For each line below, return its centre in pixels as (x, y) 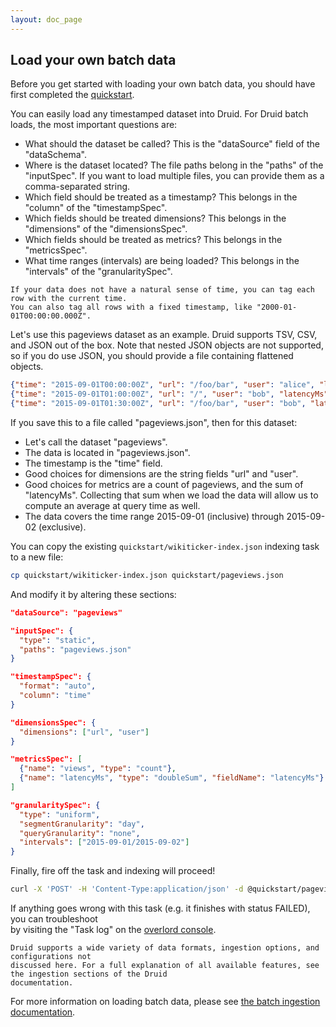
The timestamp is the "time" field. (93, 463)
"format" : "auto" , (58, 686)
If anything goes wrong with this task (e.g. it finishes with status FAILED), (160, 908)
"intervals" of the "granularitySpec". (98, 272)
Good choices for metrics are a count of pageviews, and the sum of (164, 485)
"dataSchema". (56, 155)
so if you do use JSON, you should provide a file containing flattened (152, 356)
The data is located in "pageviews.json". (107, 453)
